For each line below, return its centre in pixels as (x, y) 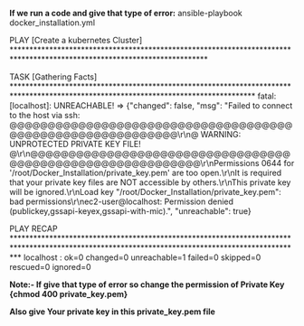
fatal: (267, 96)
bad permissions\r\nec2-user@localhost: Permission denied (121, 201)
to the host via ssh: (45, 115)
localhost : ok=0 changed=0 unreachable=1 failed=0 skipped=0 (142, 257)
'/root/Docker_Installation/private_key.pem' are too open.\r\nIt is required (146, 172)
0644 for (278, 163)
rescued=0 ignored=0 (51, 267)
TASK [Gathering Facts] (53, 77)
